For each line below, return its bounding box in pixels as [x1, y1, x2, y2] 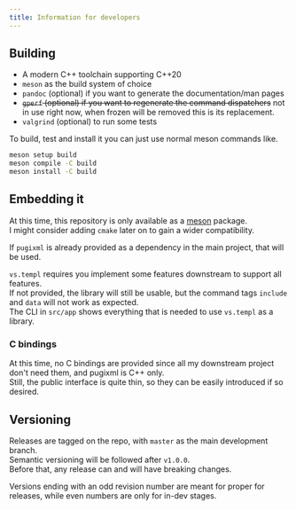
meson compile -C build [9, 159, 97, 169]
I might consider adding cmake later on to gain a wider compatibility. [9, 224, 255, 235]
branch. [9, 444, 38, 455]
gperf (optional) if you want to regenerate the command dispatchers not [21, 98, 285, 108]
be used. [9, 251, 42, 262]
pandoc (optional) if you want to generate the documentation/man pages [21, 88, 285, 98]
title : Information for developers [9, 12, 141, 22]
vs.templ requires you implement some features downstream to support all [9, 268, 282, 279]
